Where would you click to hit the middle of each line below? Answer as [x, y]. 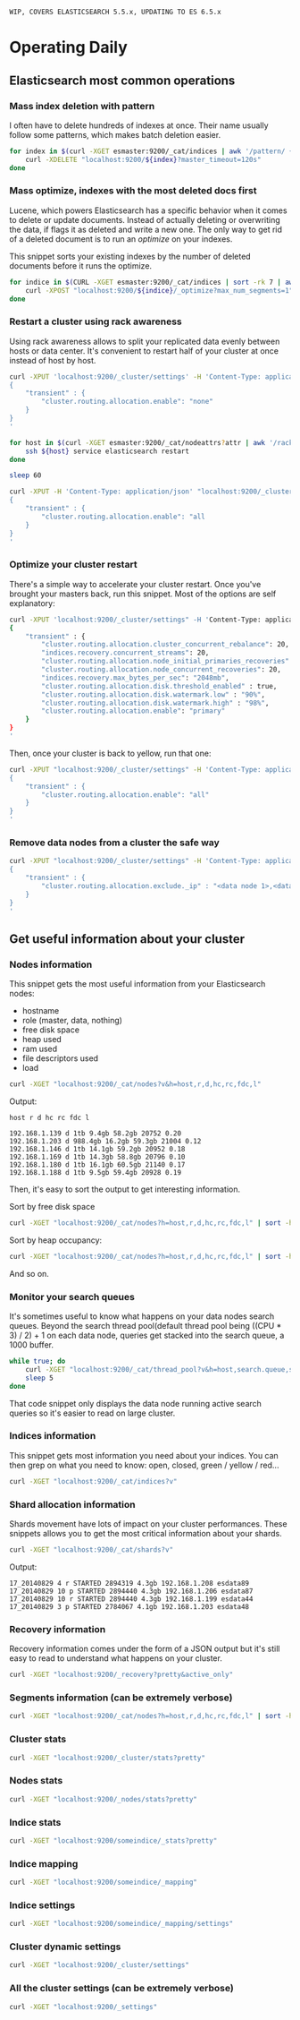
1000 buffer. [31, 1345]
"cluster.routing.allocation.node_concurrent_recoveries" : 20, [161, 670]
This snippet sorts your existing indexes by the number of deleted [130, 256]
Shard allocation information [72, 1504]
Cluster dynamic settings [65, 1947]
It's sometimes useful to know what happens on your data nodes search [142, 1316]
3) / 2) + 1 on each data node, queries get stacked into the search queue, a [147, 1335]
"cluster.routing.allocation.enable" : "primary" [133, 711]
